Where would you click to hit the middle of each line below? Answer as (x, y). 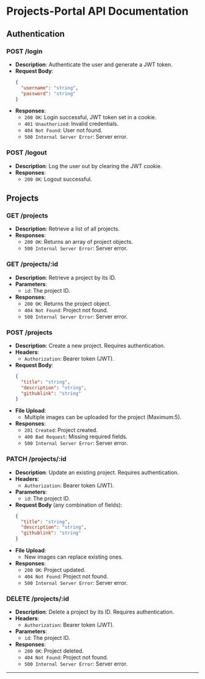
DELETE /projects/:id (38, 598)
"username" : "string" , (50, 88)
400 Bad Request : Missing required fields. (76, 437)
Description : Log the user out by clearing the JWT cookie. (88, 166)
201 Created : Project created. (61, 430)
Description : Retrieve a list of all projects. (67, 229)
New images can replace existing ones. (74, 557)
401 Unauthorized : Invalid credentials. (71, 124)
